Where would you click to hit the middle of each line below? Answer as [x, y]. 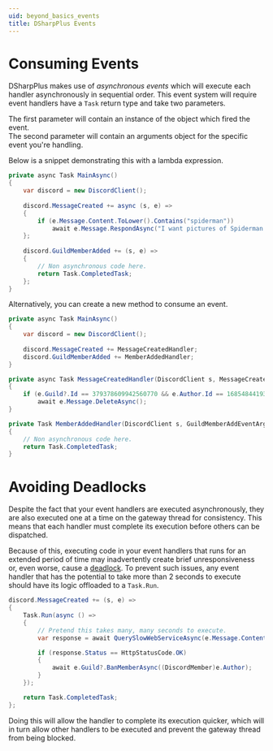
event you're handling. [46, 145]
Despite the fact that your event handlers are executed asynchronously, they [136, 509]
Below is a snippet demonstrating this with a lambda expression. [116, 161]
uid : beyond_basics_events [54, 16]
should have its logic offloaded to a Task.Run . [84, 585]
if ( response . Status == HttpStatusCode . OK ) [112, 653]
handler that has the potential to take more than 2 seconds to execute [125, 576]
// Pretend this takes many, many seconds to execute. [132, 630]
